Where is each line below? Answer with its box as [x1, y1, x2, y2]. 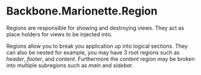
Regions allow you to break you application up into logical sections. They [6, 42, 188, 50]
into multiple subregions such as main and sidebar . [6, 62, 134, 69]
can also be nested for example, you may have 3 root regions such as [6, 48, 180, 56]
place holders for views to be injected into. [6, 30, 113, 37]
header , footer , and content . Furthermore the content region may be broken [6, 55, 195, 62]
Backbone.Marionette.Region [6, 4, 158, 18]
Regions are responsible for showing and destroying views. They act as [6, 24, 185, 31]
